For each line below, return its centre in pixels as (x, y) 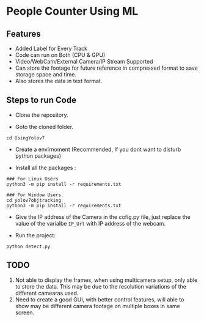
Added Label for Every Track (51, 48)
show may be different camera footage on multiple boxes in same (97, 306)
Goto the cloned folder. (44, 127)
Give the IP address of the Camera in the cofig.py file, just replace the (103, 217)
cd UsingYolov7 (26, 138)
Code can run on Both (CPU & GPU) (60, 55)
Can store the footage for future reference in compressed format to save (107, 68)
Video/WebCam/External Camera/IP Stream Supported (84, 61)
